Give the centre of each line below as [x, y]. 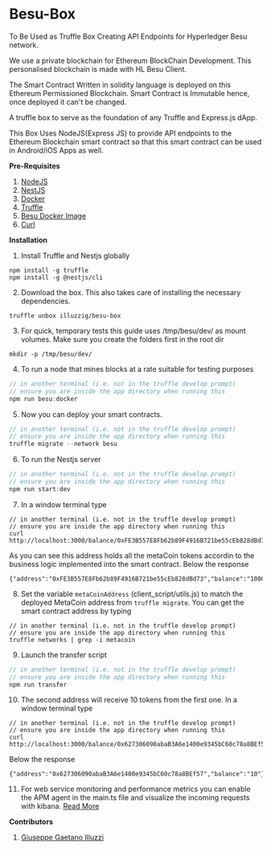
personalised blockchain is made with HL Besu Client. [98, 69]
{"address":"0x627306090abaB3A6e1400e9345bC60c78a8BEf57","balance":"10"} [137, 774]
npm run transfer [38, 685]
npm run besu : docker [44, 399]
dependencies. [45, 301]
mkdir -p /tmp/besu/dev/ [51, 354]
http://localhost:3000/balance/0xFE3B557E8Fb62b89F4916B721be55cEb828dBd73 [139, 540]
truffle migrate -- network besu [63, 444]
